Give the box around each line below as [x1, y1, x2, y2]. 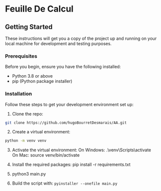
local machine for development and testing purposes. [5, 41, 112, 47]
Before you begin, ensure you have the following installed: [5, 64, 121, 70]
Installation [5, 91, 32, 97]
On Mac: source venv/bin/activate [12, 152, 80, 158]
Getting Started [5, 23, 53, 31]
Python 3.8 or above [12, 73, 53, 79]
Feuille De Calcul [5, 3, 74, 15]
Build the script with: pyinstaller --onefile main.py [12, 180, 118, 186]
